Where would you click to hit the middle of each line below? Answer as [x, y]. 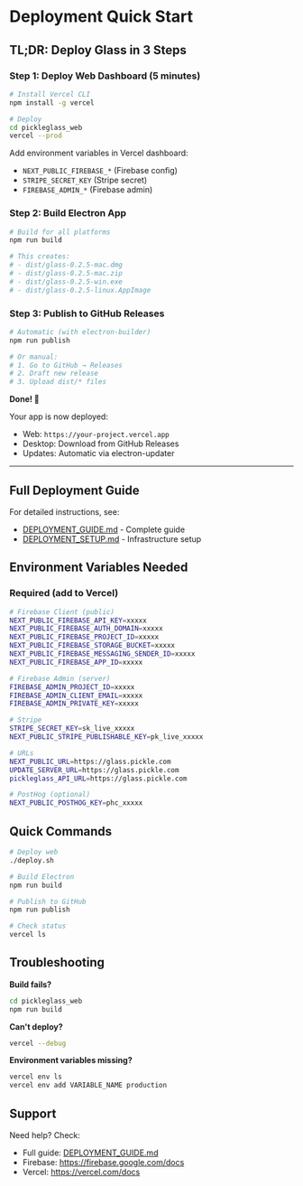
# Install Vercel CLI [50, 94]
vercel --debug [38, 1043]
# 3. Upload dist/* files [58, 382]
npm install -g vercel [52, 103]
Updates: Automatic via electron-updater [98, 453]
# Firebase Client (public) [62, 612]
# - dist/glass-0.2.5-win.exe [66, 282]
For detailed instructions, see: [64, 512]
